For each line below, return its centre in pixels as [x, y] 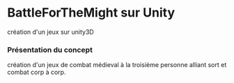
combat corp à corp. [37, 72]
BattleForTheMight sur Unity [91, 13]
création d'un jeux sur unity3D [50, 32]
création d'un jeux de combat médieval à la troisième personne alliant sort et [117, 65]
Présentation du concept [50, 50]
